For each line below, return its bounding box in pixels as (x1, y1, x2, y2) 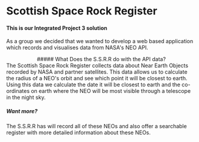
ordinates (6, 87, 30, 95)
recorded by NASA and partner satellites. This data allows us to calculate (6, 68, 188, 75)
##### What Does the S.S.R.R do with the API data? (37, 56, 166, 63)
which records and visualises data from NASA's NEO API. (6, 44, 148, 52)
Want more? (6, 107, 38, 114)
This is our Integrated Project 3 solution (6, 24, 107, 31)
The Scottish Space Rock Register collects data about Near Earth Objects (6, 62, 189, 70)
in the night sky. (6, 94, 46, 101)
